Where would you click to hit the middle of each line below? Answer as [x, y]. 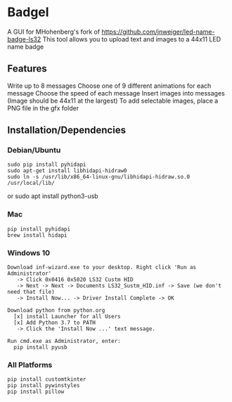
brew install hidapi [38, 235]
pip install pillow [36, 392]
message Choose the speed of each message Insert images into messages [116, 93]
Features [27, 69]
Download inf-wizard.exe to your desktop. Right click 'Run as [102, 268]
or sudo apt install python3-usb [53, 196]
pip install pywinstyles [44, 386]
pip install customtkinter [47, 380]
